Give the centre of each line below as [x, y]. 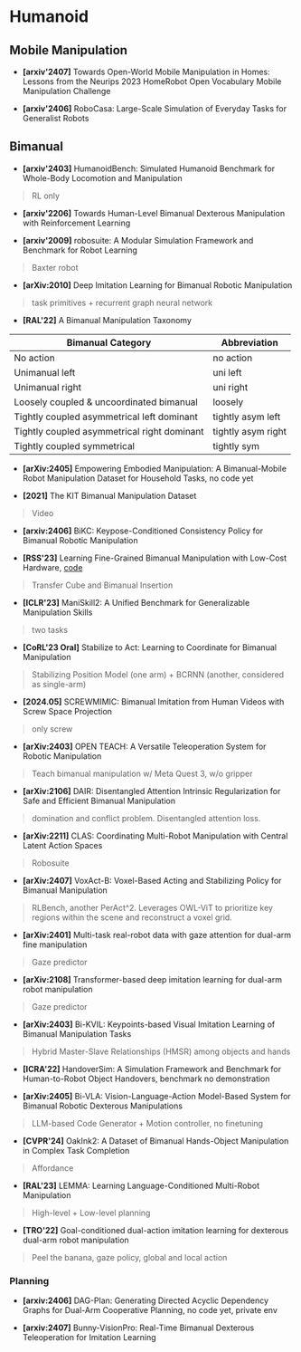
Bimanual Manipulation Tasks [77, 1033]
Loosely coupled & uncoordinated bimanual [106, 402]
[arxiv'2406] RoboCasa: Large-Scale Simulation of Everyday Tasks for [155, 109]
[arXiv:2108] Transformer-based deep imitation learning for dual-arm [152, 979]
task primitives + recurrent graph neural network [122, 302]
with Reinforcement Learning [76, 223]
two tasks [50, 629]
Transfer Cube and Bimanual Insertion [102, 585]
